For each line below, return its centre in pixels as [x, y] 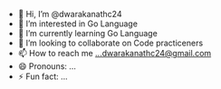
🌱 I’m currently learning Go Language [88, 33]
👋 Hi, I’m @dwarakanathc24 [70, 14]
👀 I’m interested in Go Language [78, 24]
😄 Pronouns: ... [47, 66]
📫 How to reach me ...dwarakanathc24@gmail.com [115, 53]
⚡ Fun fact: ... [43, 76]
